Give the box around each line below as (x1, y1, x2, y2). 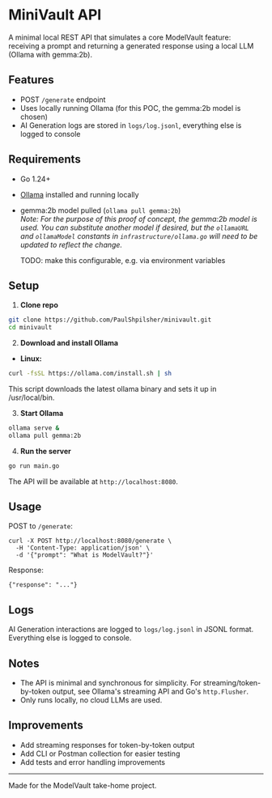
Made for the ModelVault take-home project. (8, 780, 157, 790)
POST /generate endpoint (19, 95, 106, 104)
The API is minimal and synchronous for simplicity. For (19, 678, 202, 688)
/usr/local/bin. (8, 393, 55, 402)
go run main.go (8, 461, 60, 470)
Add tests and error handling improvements (19, 757, 166, 766)
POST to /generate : (8, 521, 73, 531)
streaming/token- (202, 678, 261, 688)
